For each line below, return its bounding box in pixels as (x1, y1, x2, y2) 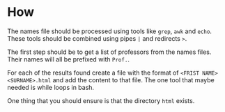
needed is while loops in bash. (7, 83, 95, 91)
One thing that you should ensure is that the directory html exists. (7, 96, 195, 104)
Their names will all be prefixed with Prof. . (7, 55, 130, 63)
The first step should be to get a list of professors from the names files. (7, 48, 212, 56)
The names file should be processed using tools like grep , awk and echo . (7, 27, 212, 35)
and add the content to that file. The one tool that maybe (52, 75, 215, 84)
